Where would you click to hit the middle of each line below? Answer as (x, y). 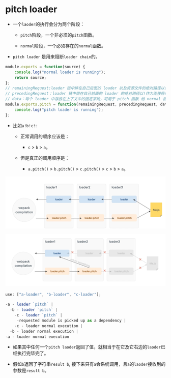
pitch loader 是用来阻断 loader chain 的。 (56, 56)
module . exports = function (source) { (45, 67)
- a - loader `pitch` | (29, 304)
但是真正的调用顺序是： (45, 158)
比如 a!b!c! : (25, 125)
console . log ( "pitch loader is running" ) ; (59, 110)
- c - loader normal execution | (49, 326)
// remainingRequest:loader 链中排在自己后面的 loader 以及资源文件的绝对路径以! (86, 88)
